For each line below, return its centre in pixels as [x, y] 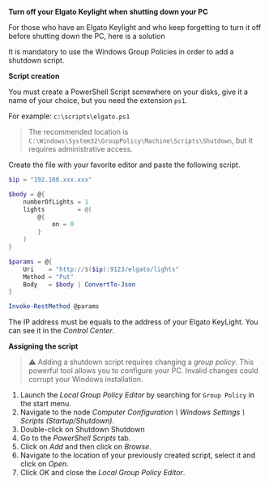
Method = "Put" [49, 277]
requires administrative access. [81, 149]
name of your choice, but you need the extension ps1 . [98, 100]
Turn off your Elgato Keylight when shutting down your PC [108, 12]
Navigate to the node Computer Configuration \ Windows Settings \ [132, 412]
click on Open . [44, 464]
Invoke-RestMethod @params [54, 307]
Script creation [34, 76]
